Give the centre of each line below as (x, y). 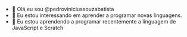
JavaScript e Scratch (38, 28)
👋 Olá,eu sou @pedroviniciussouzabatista (63, 9)
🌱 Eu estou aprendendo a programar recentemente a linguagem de (94, 21)
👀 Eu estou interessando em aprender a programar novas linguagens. (97, 15)
